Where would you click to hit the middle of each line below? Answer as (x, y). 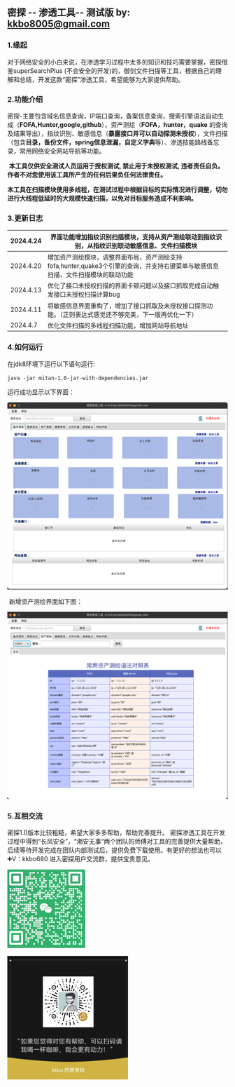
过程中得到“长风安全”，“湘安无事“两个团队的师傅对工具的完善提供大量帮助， (117, 842)
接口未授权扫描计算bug (87, 295)
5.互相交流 (25, 816)
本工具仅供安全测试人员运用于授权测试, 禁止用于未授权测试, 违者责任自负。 (116, 166)
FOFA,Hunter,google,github (61, 124)
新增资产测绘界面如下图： (45, 602)
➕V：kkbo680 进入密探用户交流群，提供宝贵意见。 (80, 859)
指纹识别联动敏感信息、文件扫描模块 (145, 245)
